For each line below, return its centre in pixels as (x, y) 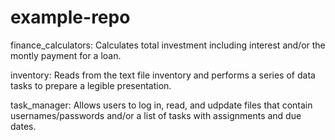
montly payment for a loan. (66, 55)
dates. (23, 126)
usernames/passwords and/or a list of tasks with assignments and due (156, 115)
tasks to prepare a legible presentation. (91, 85)
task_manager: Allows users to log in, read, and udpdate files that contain (161, 105)
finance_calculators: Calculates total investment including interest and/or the (168, 45)
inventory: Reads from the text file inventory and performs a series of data (163, 75)
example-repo (70, 17)
